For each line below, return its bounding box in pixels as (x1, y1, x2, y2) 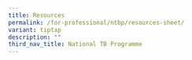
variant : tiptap (8, 26, 61, 34)
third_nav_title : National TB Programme (8, 41, 143, 48)
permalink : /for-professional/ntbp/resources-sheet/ (8, 19, 185, 26)
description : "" (8, 33, 61, 41)
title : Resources (8, 11, 65, 19)
